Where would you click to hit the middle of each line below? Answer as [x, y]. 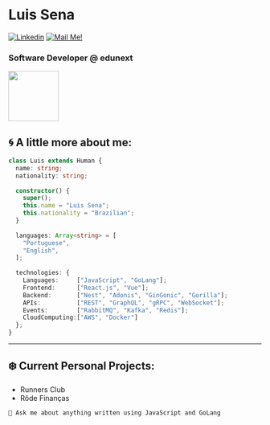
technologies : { [43, 273]
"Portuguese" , [46, 243]
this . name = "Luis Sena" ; [66, 206]
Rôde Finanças [45, 398]
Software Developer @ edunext [71, 58]
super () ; [37, 198]
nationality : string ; [52, 176]
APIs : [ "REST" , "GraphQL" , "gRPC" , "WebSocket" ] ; [124, 303]
